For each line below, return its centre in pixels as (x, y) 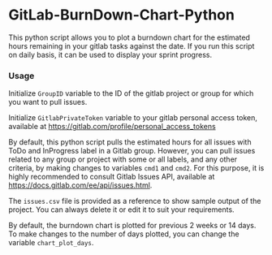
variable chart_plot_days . (51, 243)
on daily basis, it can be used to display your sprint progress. (110, 54)
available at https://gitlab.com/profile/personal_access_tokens (112, 127)
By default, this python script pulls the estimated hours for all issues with (130, 142)
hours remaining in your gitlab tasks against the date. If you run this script (132, 45)
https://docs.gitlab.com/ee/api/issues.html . (80, 185)
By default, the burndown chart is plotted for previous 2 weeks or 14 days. (132, 226)
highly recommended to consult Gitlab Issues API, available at (112, 177)
